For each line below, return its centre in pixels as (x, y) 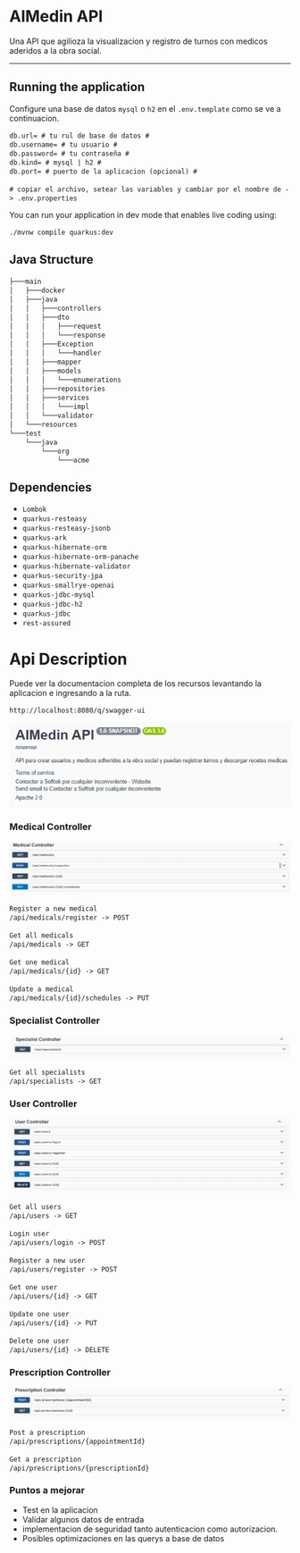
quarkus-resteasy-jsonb (67, 529)
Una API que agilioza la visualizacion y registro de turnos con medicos (138, 41)
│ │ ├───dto (39, 317)
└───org (55, 451)
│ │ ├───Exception (51, 344)
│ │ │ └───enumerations (66, 380)
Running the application (77, 87)
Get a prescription (46, 1459)
